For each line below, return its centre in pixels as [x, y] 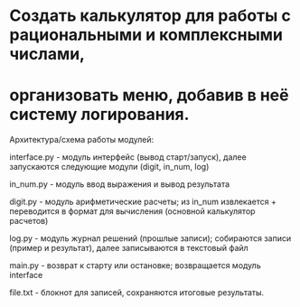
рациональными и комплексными [146, 35]
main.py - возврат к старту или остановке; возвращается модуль [135, 265]
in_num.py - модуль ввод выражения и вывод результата [120, 184]
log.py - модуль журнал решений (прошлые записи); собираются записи [150, 238]
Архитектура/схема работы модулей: [82, 140]
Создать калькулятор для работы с [150, 16]
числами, [47, 54]
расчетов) [29, 221]
